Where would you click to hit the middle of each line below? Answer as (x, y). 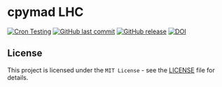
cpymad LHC (46, 12)
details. (18, 77)
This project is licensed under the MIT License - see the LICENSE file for (111, 70)
